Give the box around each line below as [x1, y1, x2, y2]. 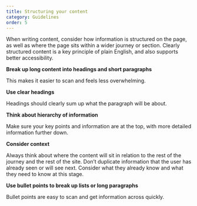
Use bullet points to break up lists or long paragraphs [6, 182, 138, 189]
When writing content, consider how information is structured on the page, [6, 36, 187, 43]
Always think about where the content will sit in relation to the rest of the [6, 152, 182, 159]
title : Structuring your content [6, 8, 88, 15]
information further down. [6, 129, 69, 136]
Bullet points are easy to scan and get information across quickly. [6, 194, 165, 201]
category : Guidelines [6, 14, 59, 20]
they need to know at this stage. [6, 171, 84, 178]
